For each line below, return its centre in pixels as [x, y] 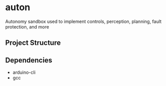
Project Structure [33, 43]
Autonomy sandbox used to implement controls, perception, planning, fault [84, 21]
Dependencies [29, 60]
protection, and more [27, 26]
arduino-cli [24, 72]
